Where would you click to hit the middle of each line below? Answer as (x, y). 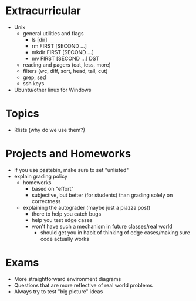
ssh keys (33, 83)
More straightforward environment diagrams (67, 279)
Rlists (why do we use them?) (50, 130)
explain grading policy (41, 176)
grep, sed (34, 77)
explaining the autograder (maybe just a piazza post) (87, 207)
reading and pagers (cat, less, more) (67, 64)
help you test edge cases (62, 220)
